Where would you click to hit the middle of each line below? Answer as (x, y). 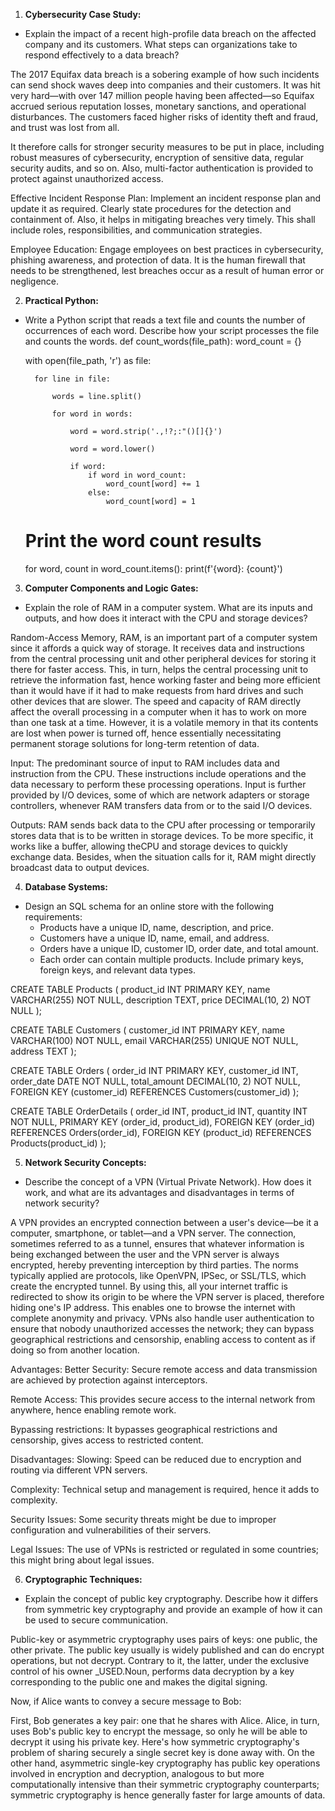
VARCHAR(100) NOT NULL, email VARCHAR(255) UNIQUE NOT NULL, (154, 1040)
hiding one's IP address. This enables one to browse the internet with (153, 1307)
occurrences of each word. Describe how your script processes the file (172, 330)
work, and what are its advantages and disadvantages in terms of (159, 1192)
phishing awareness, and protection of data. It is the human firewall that (158, 260)
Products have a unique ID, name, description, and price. (156, 927)
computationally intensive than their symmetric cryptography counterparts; (165, 1784)
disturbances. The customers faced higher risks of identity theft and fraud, (164, 117)
